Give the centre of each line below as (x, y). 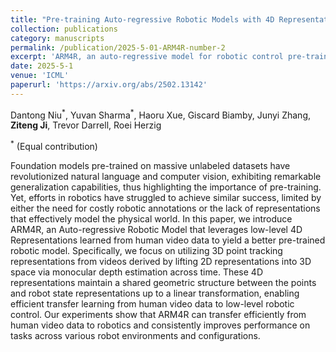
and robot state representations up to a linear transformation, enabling (155, 293)
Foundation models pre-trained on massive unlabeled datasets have (150, 166)
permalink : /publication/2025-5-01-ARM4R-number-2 (118, 47)
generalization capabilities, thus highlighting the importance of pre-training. (166, 187)
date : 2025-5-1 (42, 66)
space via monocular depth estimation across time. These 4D (136, 272)
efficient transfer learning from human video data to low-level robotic (152, 304)
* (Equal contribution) (54, 146)
